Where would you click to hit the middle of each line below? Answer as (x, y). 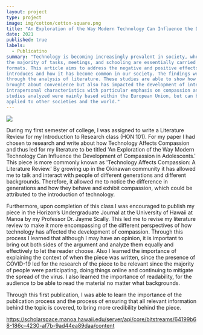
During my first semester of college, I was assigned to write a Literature (95, 130)
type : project (24, 18)
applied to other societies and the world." (63, 101)
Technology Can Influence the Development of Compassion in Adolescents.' (101, 156)
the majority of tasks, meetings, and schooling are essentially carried (101, 62)
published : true (27, 40)
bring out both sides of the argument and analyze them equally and (90, 244)
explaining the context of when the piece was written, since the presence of (101, 257)
